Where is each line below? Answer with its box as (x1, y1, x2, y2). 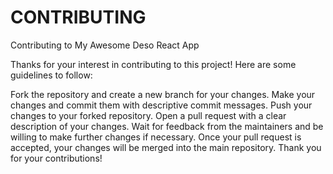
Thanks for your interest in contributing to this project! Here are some (10, 58, 297, 70)
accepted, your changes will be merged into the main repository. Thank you (10, 141, 322, 153)
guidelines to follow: (10, 69, 93, 81)
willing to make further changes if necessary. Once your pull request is (10, 131, 302, 143)
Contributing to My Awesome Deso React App (10, 39, 200, 51)
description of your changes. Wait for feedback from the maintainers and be (10, 120, 324, 132)
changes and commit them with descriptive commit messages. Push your (10, 99, 313, 111)
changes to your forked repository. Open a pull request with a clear (10, 109, 287, 121)
